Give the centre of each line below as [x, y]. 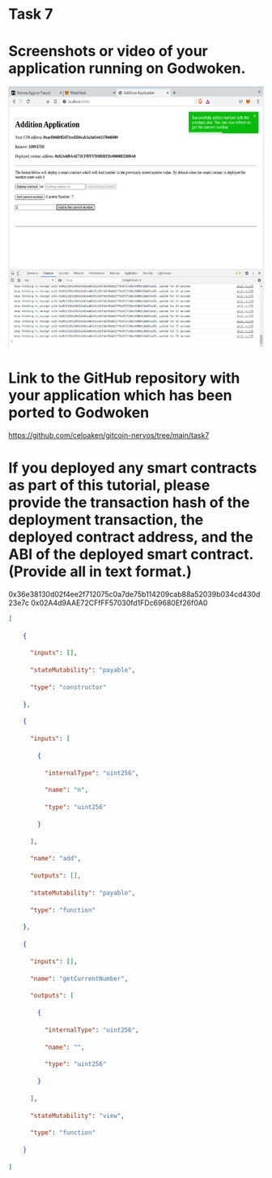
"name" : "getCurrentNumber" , [79, 979]
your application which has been [120, 396]
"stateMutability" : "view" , [77, 1115]
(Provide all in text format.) [100, 572]
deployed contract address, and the [131, 537]
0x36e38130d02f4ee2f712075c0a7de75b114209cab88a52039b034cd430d [134, 594]
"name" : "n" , [66, 790]
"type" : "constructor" [68, 687]
